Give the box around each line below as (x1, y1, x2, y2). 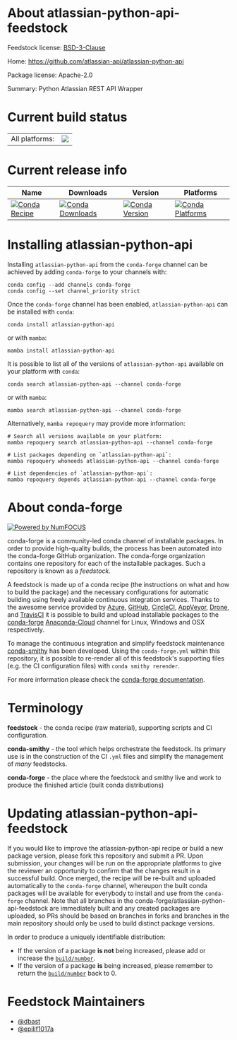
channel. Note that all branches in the (24, 896, 134, 905)
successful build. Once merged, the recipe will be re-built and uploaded (7, 874, 217, 882)
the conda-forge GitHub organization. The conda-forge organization (7, 551, 206, 560)
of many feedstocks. (7, 760, 68, 768)
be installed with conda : (7, 307, 75, 316)
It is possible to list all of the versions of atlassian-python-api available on (7, 359, 224, 368)
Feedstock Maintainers (7, 993, 145, 1010)
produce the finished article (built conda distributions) (7, 781, 164, 789)
